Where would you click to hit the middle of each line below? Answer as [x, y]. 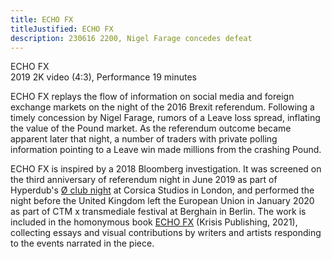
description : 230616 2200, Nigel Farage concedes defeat [131, 38]
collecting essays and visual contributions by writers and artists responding [166, 233]
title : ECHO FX [42, 19]
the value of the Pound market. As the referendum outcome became [151, 128]
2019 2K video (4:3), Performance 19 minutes [103, 77]
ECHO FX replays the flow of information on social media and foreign [152, 97]
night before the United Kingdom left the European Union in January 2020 [162, 201]
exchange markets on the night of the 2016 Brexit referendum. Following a [162, 107]
